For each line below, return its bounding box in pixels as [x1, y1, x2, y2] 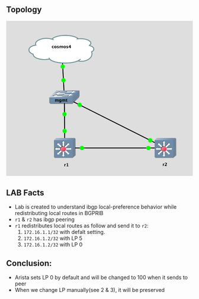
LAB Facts [6, 187, 44, 197]
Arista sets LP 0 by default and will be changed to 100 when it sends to [14, 274, 188, 281]
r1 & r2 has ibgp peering [14, 216, 75, 223]
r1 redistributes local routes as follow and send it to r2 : [14, 222, 149, 229]
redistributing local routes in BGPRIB [14, 210, 104, 217]
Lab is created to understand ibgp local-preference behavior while [14, 203, 177, 210]
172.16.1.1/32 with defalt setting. [23, 229, 105, 236]
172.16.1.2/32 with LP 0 [23, 241, 83, 248]
